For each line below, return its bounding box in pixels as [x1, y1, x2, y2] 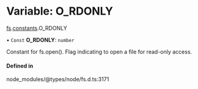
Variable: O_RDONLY [6, 4, 113, 18]
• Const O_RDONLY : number [6, 36, 75, 43]
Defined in [6, 62, 34, 69]
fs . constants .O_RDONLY [6, 24, 67, 32]
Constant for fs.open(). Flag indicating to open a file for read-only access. [6, 48, 193, 55]
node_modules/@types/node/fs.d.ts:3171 [6, 76, 109, 83]
